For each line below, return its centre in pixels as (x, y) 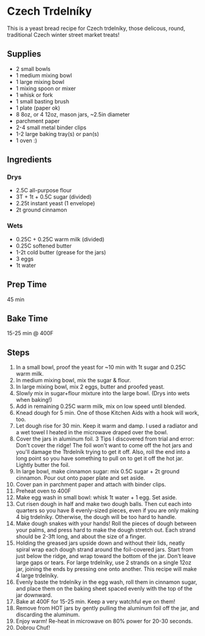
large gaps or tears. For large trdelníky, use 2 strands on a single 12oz (103, 562)
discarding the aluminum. (48, 615)
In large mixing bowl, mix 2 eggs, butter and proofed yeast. (90, 387)
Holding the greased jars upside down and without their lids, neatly (100, 543)
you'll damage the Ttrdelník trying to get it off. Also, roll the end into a (103, 452)
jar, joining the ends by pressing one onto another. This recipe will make (106, 569)
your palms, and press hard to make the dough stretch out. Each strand (106, 530)
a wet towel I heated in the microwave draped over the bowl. (92, 433)
